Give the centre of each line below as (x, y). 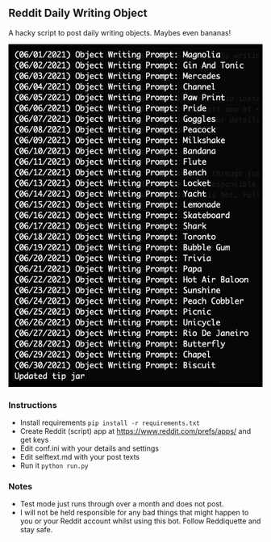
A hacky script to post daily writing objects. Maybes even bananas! (120, 32)
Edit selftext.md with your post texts (79, 457)
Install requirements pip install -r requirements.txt (110, 422)
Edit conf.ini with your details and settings (90, 448)
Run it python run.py (54, 466)
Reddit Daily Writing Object (78, 13)
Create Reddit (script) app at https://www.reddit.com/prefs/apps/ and (135, 431)
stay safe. (36, 530)
